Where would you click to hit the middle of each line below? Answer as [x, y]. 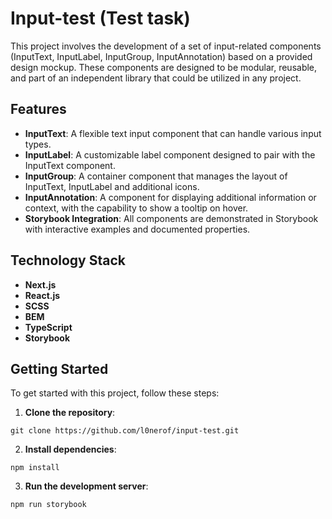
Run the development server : [86, 486]
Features [38, 109]
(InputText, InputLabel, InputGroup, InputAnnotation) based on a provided [161, 56]
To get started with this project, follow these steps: [115, 393]
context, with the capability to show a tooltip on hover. [136, 208]
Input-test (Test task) [100, 18]
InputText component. [70, 165]
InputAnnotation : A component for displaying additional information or [170, 197]
